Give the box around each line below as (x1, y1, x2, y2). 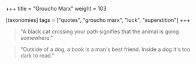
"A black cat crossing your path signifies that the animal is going (20, 28, 179, 35)
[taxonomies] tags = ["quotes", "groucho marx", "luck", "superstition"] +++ (5, 17, 191, 23)
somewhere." (20, 34, 53, 41)
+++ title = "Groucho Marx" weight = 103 (5, 5, 107, 12)
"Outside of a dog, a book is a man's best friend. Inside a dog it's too (20, 46, 191, 53)
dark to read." (20, 52, 55, 59)
